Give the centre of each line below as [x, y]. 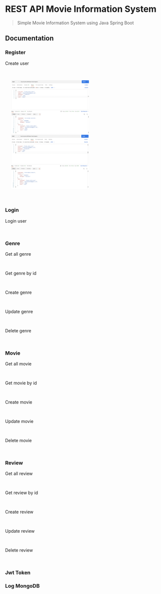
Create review [19, 512]
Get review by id [22, 493]
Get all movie [18, 364]
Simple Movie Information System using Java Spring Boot [75, 23]
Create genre [18, 292]
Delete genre [18, 330]
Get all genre [18, 254]
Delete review [19, 550]
